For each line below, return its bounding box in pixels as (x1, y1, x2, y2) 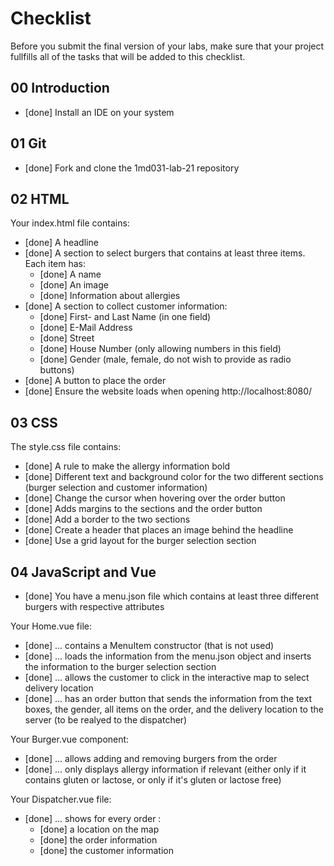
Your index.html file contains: (10, 217, 130, 229)
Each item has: (24, 258, 87, 270)
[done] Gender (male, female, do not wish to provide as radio (39, 353, 292, 366)
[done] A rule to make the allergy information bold (24, 460, 231, 472)
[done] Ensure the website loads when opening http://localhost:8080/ (24, 385, 313, 397)
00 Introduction (10, 80, 110, 97)
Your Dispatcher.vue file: (10, 793, 112, 805)
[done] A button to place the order (24, 375, 167, 387)
